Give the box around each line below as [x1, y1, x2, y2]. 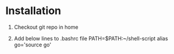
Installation [5, 4, 62, 18]
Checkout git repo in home [13, 23, 79, 31]
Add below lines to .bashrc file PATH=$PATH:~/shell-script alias [13, 35, 168, 42]
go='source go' [13, 41, 52, 48]
